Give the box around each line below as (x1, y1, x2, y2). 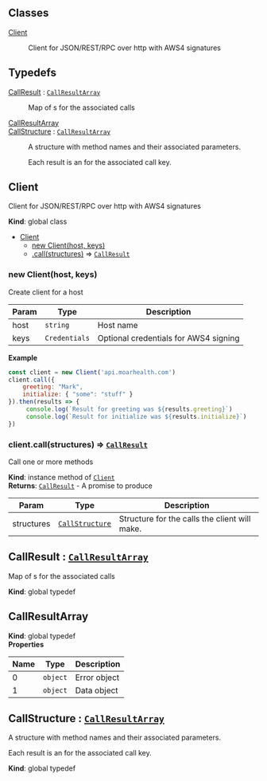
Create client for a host (8, 287, 83, 297)
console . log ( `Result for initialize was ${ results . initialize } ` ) (25, 412, 247, 420)
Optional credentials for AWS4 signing (97, 332, 240, 343)
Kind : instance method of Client (8, 473, 115, 482)
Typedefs (8, 66, 57, 80)
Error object (75, 672, 120, 683)
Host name (97, 319, 138, 330)
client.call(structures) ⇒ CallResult (8, 439, 149, 450)
